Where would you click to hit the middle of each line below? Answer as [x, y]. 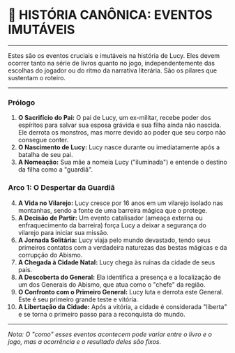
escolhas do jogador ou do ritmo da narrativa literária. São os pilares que [113, 70]
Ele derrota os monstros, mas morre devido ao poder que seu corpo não [122, 133]
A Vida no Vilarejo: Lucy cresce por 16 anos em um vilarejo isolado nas [121, 203]
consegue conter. [43, 140]
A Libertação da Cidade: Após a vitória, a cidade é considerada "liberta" [122, 306]
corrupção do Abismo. [50, 255]
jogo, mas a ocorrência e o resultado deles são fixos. [85, 341]
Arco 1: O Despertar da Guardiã [61, 188]
